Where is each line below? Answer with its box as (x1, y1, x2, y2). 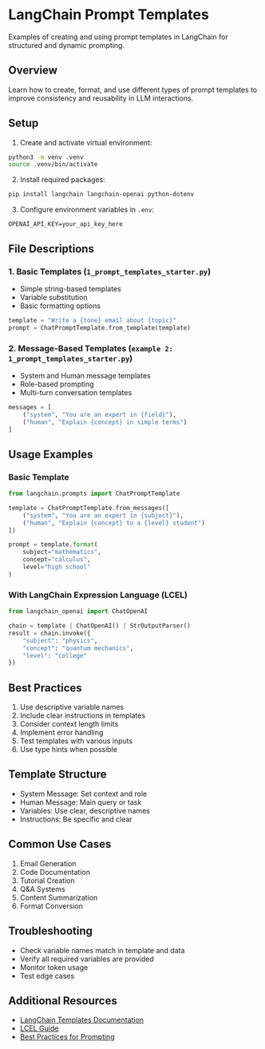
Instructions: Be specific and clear (19, 814, 133, 824)
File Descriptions (8, 242, 94, 255)
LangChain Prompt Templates (8, 6, 209, 24)
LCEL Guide (19, 1023, 59, 1033)
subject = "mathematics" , (22, 548, 102, 556)
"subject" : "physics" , (22, 636, 98, 644)
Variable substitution (19, 292, 88, 302)
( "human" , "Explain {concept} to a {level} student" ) (22, 519, 205, 527)
